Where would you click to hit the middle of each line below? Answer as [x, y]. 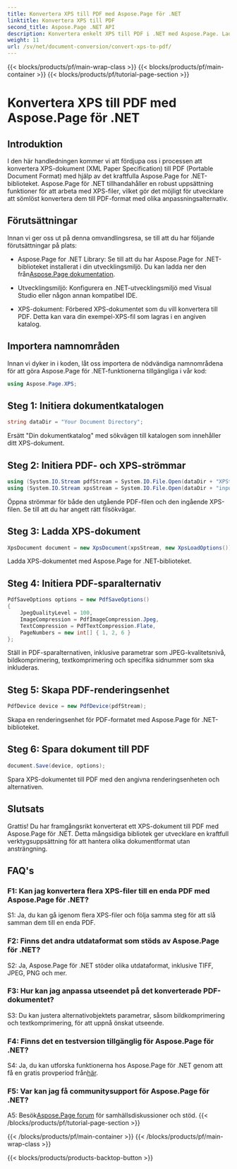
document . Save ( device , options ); [56, 766]
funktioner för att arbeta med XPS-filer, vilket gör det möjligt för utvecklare [116, 191]
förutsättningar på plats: [42, 245]
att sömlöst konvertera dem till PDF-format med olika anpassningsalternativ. [118, 198]
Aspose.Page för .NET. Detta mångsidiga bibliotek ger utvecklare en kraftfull [118, 833]
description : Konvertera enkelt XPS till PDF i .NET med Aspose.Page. [113, 34]
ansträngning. [28, 849]
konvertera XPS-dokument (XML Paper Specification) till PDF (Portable [110, 168]
